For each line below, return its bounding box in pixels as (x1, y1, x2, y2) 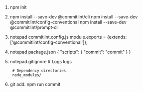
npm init (9, 4, 27, 10)
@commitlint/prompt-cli (9, 24, 59, 30)
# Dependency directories (12, 68, 66, 73)
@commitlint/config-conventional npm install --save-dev (9, 19, 127, 25)
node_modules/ (12, 73, 42, 78)
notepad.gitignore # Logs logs (9, 59, 72, 64)
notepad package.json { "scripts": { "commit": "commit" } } (9, 49, 131, 55)
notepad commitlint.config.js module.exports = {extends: (9, 34, 127, 40)
